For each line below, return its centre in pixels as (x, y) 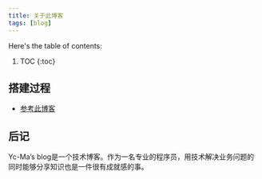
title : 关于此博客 (36, 16)
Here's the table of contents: (55, 45)
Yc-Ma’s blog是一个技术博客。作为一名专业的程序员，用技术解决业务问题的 (131, 157)
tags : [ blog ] (30, 23)
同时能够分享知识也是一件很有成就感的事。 (78, 167)
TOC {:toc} (38, 61)
